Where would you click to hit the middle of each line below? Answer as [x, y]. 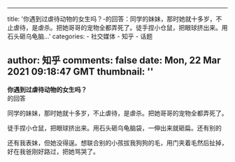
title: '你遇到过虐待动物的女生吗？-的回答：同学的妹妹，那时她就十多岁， [112, 19]
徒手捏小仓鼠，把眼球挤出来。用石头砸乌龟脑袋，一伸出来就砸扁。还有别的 [114, 128]
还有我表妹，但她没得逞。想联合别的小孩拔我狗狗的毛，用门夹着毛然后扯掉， [117, 142]
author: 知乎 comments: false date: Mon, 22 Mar [114, 60]
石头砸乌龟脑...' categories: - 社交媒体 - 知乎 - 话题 [80, 36]
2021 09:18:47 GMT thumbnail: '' [80, 72]
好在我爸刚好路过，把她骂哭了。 [53, 152]
